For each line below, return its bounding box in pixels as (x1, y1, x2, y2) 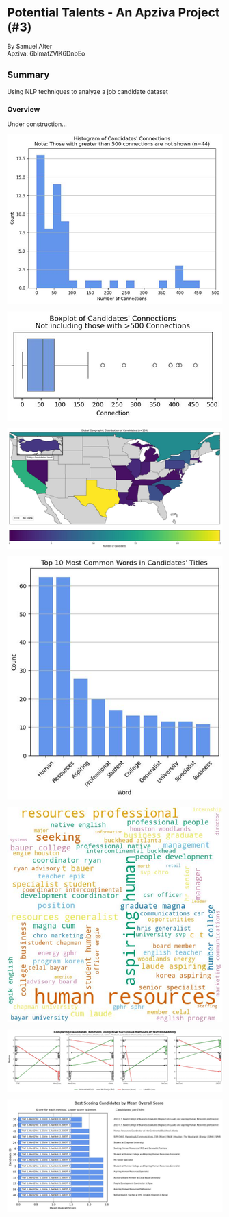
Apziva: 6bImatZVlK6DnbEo (7, 49, 85, 58)
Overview (7, 104, 40, 114)
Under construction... (7, 120, 67, 128)
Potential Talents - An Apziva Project (7, 5, 220, 21)
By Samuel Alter (7, 42, 53, 50)
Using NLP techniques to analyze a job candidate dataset (7, 87, 169, 95)
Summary (7, 69, 50, 81)
